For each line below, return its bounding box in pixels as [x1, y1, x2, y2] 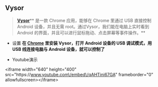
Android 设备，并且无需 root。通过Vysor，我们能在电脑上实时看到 [17, 23, 150, 29]
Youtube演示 [12, 56, 38, 63]
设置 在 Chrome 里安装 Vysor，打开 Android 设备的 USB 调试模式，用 [12, 40, 152, 46]
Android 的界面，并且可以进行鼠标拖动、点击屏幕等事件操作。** [17, 29, 145, 36]
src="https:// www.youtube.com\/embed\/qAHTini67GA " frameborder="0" [5, 71, 154, 77]
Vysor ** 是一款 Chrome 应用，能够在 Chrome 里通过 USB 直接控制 [17, 17, 152, 23]
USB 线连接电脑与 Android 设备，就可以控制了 [12, 46, 105, 52]
